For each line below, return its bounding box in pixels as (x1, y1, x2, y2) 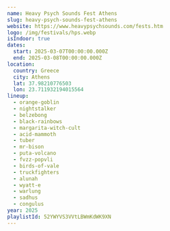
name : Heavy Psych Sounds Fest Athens (7, 10, 117, 17)
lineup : (7, 93, 29, 100)
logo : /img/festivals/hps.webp (7, 29, 96, 36)
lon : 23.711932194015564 (13, 86, 84, 93)
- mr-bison (13, 144, 44, 150)
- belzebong (13, 111, 48, 118)
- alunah (13, 175, 38, 182)
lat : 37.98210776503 (13, 80, 72, 87)
